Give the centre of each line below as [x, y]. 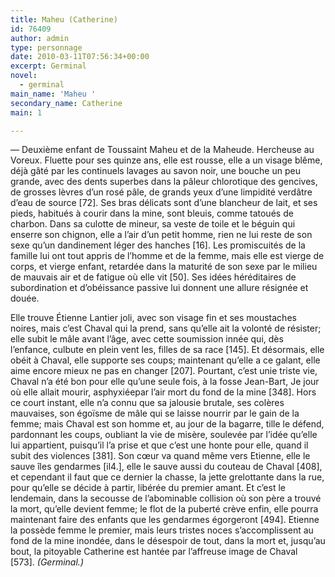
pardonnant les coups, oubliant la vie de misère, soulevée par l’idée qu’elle [164, 435]
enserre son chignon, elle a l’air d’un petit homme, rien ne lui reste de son [161, 235]
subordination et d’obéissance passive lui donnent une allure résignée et [159, 288]
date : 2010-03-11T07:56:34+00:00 [80, 57]
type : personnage [46, 47]
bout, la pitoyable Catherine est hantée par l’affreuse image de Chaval [154, 552]
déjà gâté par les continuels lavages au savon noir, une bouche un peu [155, 171]
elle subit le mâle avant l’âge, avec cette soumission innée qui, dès [147, 339]
